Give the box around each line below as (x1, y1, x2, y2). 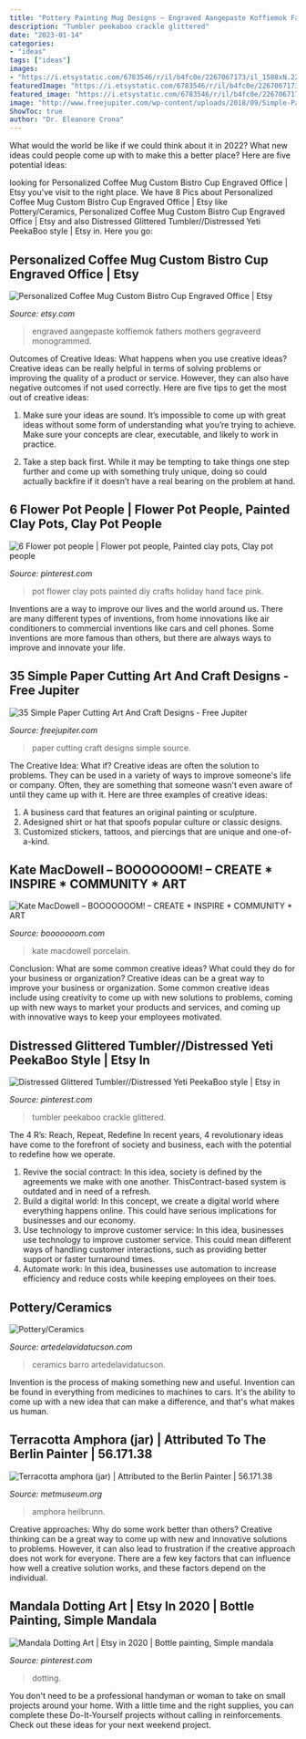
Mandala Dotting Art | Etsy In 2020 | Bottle (9, 1599, 255, 1614)
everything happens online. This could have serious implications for (22, 1206, 277, 1216)
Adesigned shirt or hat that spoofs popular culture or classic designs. (22, 816, 282, 827)
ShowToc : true (9, 107, 64, 116)
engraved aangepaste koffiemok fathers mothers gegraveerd (31, 326, 261, 336)
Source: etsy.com (9, 307, 76, 319)
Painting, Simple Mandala (9, 1613, 158, 1629)
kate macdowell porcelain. (31, 946, 130, 957)
